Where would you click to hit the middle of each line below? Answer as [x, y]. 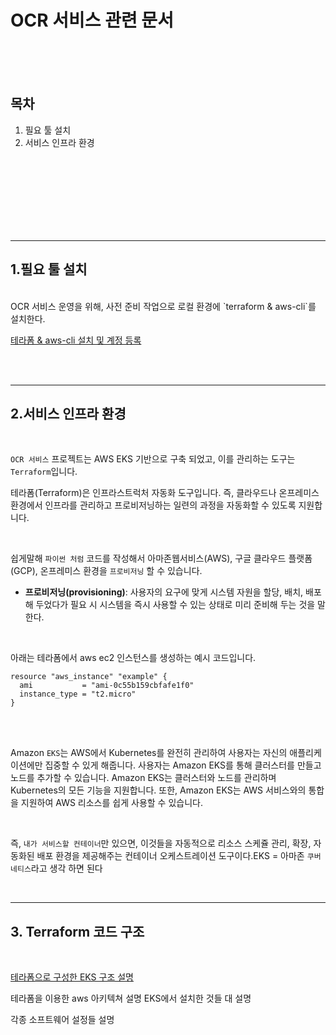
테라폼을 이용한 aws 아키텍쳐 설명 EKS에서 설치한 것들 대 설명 [131, 998]
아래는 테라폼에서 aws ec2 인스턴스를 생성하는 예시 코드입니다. [133, 658]
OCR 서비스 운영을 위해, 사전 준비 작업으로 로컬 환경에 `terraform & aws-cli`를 [163, 306]
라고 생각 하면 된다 [66, 868]
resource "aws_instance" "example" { [89, 677]
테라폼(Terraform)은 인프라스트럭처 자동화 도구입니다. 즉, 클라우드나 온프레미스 [165, 493]
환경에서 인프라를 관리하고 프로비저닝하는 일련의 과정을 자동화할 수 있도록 [153, 505]
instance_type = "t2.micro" [78, 694]
